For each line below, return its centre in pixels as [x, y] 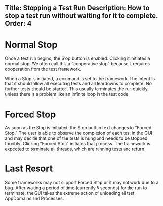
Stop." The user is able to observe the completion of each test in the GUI [79, 133]
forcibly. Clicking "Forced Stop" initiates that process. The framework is [78, 144]
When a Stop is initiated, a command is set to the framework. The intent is [80, 79]
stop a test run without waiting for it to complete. [81, 16]
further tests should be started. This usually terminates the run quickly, [77, 89]
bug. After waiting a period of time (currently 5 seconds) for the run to [76, 188]
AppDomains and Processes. [34, 198]
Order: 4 [18, 23]
